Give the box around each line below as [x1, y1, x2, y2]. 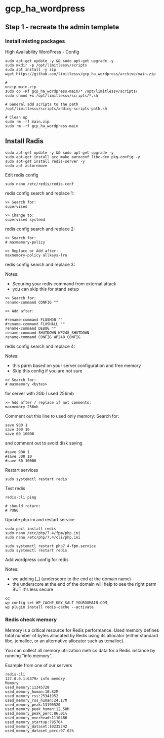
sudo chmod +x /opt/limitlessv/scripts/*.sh [5, 93, 98, 98]
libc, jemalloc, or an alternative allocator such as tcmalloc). [5, 638, 125, 644]
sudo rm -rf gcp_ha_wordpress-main [5, 123, 79, 128]
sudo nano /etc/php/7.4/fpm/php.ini [5, 530, 81, 536]
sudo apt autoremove [5, 163, 48, 168]
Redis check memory [5, 616, 57, 623]
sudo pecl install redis [5, 526, 56, 531]
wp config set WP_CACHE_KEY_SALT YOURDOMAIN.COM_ [5, 600, 110, 605]
